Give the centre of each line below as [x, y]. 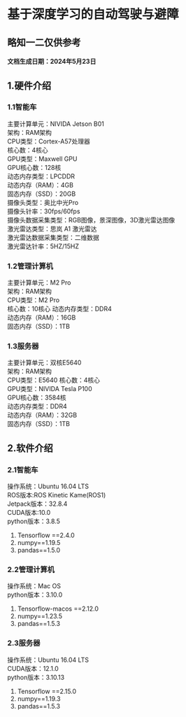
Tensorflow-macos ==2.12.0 [58, 609]
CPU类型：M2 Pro [34, 300]
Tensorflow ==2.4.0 [46, 535]
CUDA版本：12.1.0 [33, 668]
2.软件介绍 [30, 448]
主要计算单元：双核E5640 [44, 363]
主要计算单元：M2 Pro [39, 283]
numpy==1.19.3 [39, 698]
